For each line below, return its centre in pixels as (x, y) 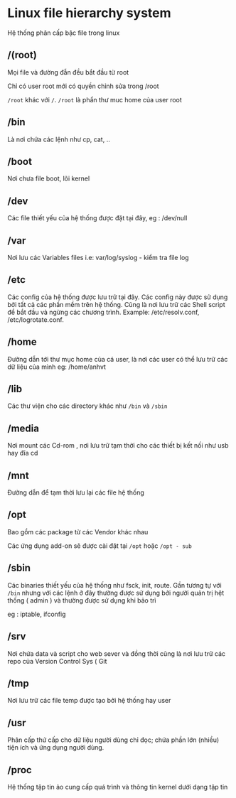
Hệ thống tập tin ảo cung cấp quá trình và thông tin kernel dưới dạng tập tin (118, 787)
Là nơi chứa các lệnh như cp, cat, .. (59, 139)
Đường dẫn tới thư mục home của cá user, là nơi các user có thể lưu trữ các (118, 359)
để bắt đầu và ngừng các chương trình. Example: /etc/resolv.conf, (103, 312)
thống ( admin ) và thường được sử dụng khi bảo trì (82, 600)
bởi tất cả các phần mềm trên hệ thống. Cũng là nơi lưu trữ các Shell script (116, 304)
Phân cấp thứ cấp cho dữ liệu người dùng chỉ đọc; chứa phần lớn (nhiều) (113, 740)
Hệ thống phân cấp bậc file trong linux (64, 33)
